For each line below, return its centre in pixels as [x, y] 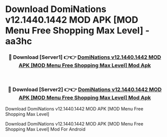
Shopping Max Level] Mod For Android [45, 129]
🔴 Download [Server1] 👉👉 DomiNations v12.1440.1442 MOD [85, 57]
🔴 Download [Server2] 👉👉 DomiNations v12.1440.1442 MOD [85, 90]
